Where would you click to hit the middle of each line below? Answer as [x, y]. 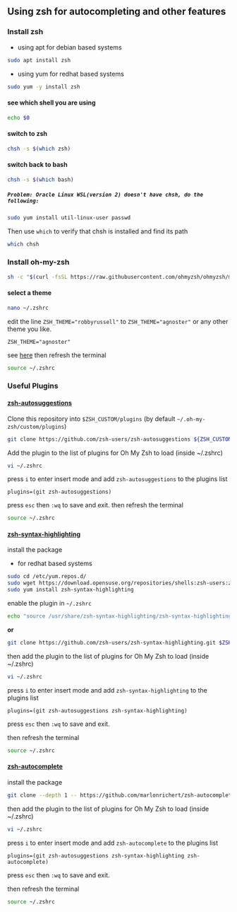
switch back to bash [38, 165]
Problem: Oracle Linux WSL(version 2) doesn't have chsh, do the [105, 195]
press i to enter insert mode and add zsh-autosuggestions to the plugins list [117, 479]
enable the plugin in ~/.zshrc [49, 604]
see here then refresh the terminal [57, 355]
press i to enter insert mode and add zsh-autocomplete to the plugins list [113, 843]
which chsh [23, 244]
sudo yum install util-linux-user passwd [69, 218]
